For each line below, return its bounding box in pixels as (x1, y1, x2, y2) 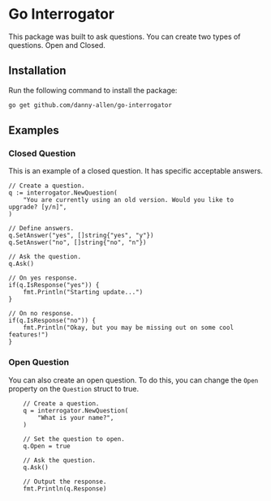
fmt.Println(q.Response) (23, 484, 107, 493)
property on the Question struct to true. (8, 383, 140, 393)
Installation (8, 64, 67, 78)
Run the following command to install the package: (8, 85, 178, 95)
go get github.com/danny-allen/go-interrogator (8, 101, 173, 109)
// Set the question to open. (23, 435, 126, 443)
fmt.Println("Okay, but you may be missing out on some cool (23, 323, 234, 332)
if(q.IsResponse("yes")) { (8, 281, 100, 289)
